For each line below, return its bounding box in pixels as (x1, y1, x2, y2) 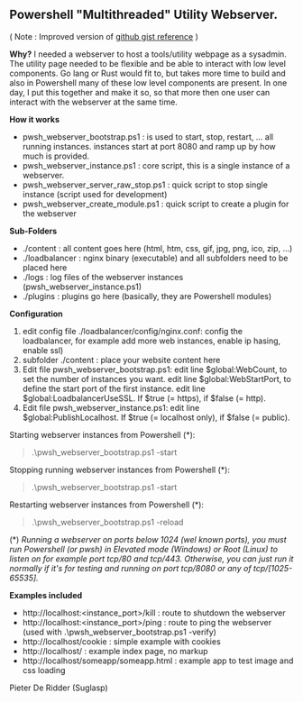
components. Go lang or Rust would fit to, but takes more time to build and (9, 68, 286, 78)
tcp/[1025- (252, 562, 293, 573)
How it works (9, 114, 60, 124)
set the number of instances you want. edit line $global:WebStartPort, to (22, 373, 291, 384)
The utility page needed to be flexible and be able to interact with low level (9, 58, 287, 68)
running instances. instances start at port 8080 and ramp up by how (22, 141, 277, 151)
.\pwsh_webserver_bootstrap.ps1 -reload (31, 516, 184, 527)
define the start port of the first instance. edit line (22, 383, 206, 394)
